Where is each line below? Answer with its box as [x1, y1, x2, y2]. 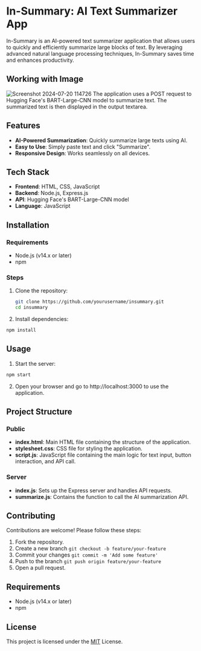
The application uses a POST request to [92, 90, 192, 97]
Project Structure [6, 407, 72, 417]
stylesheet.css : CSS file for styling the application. [14, 445, 143, 452]
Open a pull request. [14, 564, 66, 572]
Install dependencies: [14, 316, 69, 323]
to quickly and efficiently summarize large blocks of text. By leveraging [6, 44, 183, 51]
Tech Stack [6, 167, 49, 177]
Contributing [6, 511, 56, 521]
